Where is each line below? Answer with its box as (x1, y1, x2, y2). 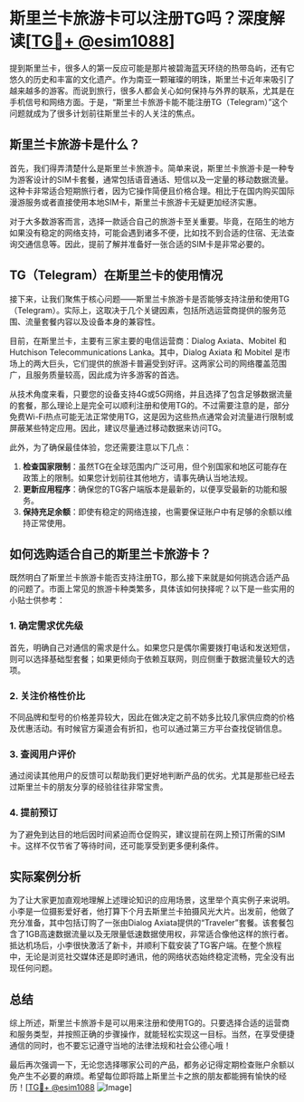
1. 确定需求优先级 (9, 619, 84, 632)
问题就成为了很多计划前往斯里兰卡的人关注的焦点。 (9, 108, 200, 119)
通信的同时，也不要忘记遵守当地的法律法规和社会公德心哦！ (9, 1040, 232, 1051)
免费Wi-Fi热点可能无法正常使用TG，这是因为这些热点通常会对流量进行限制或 (9, 411, 294, 422)
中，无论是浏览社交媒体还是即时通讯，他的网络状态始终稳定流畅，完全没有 (9, 952, 287, 963)
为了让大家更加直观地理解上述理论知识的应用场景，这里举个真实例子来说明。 (9, 895, 295, 906)
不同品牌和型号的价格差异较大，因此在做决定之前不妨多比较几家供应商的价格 (9, 712, 295, 723)
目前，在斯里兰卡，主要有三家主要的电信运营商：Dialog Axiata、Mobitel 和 (9, 335, 287, 346)
